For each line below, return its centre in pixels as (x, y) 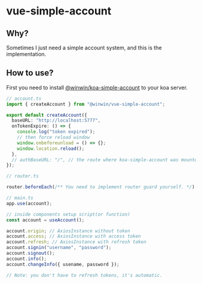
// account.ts (24, 98)
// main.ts (20, 198)
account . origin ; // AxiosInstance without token (68, 231)
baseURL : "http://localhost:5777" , (56, 121)
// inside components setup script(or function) (68, 214)
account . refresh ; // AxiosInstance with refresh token (76, 242)
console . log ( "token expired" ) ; (56, 132)
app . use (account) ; (29, 203)
